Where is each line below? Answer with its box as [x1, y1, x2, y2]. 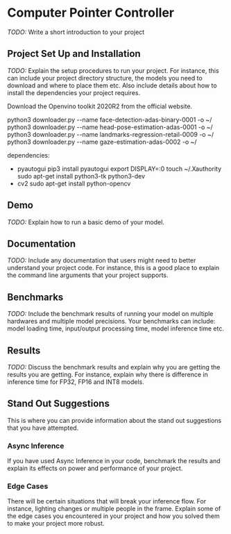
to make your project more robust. [7, 519, 105, 528]
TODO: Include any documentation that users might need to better [7, 256, 196, 265]
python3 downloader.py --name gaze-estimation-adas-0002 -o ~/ [7, 137, 197, 146]
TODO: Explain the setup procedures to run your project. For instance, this [7, 66, 220, 74]
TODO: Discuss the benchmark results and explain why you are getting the [7, 363, 221, 371]
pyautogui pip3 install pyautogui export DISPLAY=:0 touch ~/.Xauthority [17, 165, 222, 173]
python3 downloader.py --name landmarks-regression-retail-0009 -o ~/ [7, 130, 214, 138]
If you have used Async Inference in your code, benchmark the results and [7, 457, 221, 465]
